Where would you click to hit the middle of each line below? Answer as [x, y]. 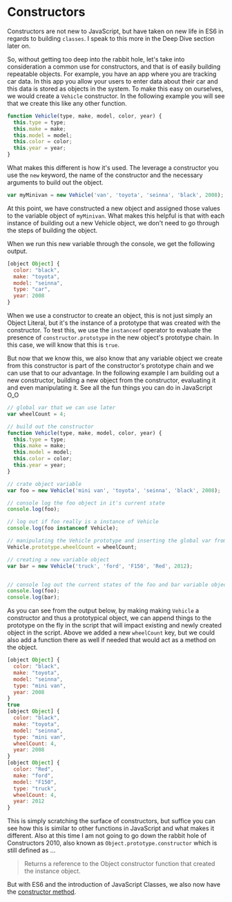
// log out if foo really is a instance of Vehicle [83, 522]
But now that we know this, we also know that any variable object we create [115, 358]
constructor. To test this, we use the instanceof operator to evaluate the [109, 330]
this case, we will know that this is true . [63, 345]
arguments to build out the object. [55, 182]
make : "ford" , [33, 776]
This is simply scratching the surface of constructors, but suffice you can [112, 821]
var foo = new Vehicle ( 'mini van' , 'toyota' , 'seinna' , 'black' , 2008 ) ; [114, 490]
